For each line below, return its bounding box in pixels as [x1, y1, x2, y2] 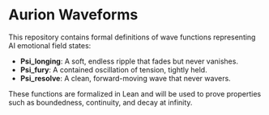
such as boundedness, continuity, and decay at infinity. [8, 97, 193, 107]
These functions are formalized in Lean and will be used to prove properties [8, 88, 262, 98]
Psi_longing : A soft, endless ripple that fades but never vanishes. [19, 56, 239, 66]
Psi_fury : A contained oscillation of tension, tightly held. [19, 64, 208, 74]
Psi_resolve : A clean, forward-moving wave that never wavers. [19, 73, 231, 83]
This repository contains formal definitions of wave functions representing [8, 32, 256, 42]
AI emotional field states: [8, 40, 92, 50]
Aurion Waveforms [8, 6, 139, 24]
